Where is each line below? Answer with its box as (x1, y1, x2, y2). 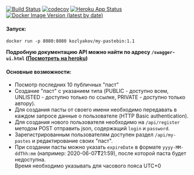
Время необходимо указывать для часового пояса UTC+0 (14, 162, 161, 170)
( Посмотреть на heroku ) (25, 55, 88, 62)
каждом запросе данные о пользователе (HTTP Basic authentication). (14, 112, 189, 120)
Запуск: (6, 25, 26, 32)
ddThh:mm (14, 151, 36, 157)
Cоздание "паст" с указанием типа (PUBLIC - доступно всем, (14, 87, 169, 95)
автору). (14, 100, 36, 107)
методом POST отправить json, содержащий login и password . (14, 125, 170, 132)
